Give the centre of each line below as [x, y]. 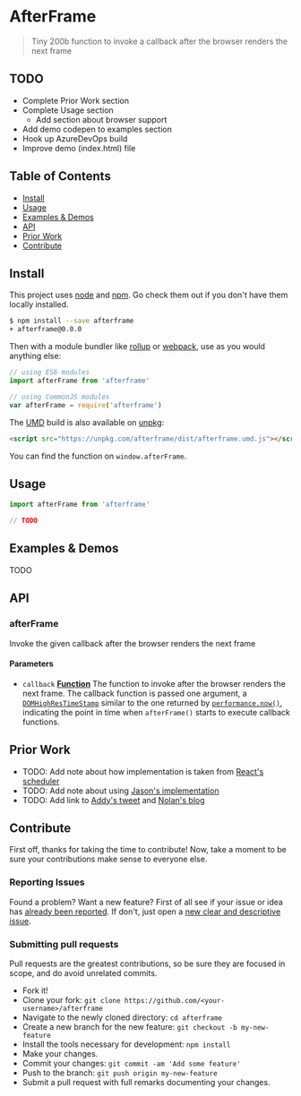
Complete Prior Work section [76, 100]
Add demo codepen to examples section [97, 129]
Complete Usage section [68, 110]
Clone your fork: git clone [71, 999]
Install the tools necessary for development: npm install [126, 1044]
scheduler [41, 781]
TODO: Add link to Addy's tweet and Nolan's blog [113, 800]
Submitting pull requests [64, 944]
